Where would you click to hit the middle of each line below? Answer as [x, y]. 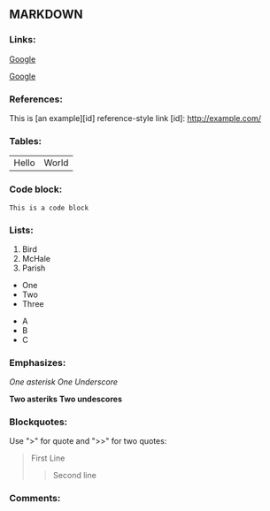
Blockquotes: [39, 422]
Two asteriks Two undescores [66, 399]
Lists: [21, 230]
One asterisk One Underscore [63, 382]
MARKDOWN [46, 15]
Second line [75, 476]
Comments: [35, 499]
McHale [36, 258]
